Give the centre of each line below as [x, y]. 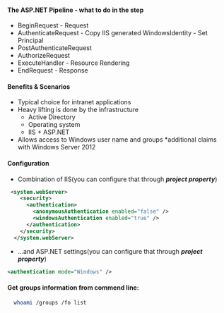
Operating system [54, 125]
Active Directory [52, 117]
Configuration [28, 163]
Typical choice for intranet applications [74, 102]
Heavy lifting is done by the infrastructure [78, 110]
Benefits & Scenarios [39, 86]
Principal [30, 41]
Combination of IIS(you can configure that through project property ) [117, 179]
